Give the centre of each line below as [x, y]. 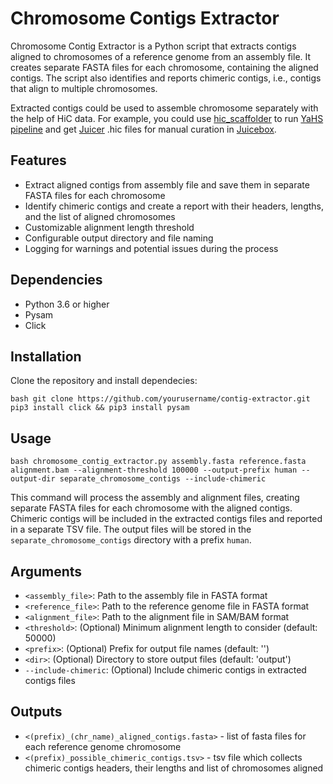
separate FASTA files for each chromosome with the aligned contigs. [151, 508]
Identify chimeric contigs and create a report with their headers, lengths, [174, 206]
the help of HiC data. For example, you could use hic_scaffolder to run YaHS [167, 118]
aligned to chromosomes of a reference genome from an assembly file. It [161, 56]
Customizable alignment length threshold [109, 227]
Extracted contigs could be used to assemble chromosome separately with [164, 108]
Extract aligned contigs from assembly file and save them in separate [167, 184]
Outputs [36, 712]
